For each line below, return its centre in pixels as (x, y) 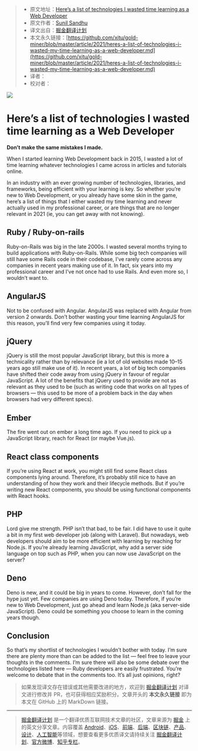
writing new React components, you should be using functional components (99, 490)
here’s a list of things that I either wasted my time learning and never (89, 201)
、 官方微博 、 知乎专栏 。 (55, 742)
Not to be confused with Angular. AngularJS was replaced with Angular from (99, 311)
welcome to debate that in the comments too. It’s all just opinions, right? (94, 675)
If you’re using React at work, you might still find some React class (87, 471)
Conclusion (28, 636)
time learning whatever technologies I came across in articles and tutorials (97, 165)
